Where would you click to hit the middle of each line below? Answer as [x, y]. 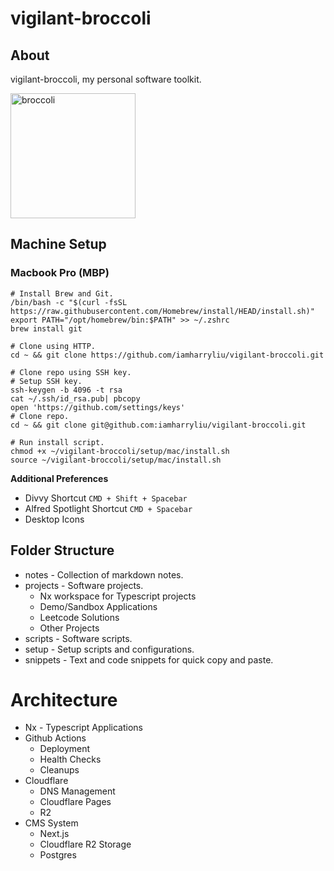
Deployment [65, 749]
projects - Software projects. [84, 585]
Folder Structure [62, 550]
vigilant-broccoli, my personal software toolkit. [106, 79]
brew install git [46, 328]
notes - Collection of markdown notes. [104, 574]
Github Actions [55, 738]
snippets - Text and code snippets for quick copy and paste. [149, 659]
